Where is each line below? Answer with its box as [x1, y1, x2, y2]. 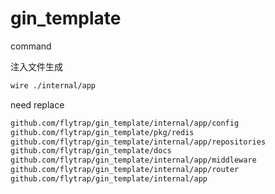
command [10, 40, 52, 52]
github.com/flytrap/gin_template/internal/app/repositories [10, 137, 267, 147]
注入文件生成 [10, 60, 63, 72]
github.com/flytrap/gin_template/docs [10, 146, 172, 156]
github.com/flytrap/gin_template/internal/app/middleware [10, 155, 257, 166]
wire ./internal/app [10, 80, 97, 91]
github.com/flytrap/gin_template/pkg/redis [10, 127, 195, 137]
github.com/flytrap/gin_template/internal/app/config [10, 118, 240, 128]
